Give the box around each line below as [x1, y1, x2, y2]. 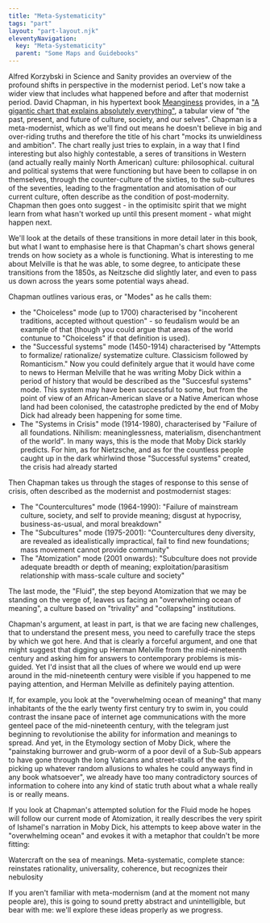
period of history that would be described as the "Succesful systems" [19, 377, 252, 386]
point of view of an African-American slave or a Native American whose [19, 394, 259, 402]
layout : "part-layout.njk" [8, 27, 99, 35]
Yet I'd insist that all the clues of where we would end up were [35, 662, 242, 672]
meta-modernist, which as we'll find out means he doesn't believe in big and [8, 123, 262, 133]
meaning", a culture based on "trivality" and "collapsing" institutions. [8, 604, 236, 613]
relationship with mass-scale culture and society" [19, 571, 185, 580]
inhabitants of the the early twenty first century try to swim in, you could [8, 704, 248, 713]
